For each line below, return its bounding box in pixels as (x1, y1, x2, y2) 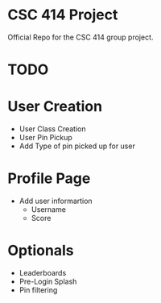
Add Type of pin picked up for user (19, 141, 136, 151)
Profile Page (7, 169, 91, 188)
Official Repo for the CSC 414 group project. (7, 32, 154, 42)
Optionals (7, 242, 74, 259)
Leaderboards (19, 268, 67, 277)
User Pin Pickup (19, 133, 73, 143)
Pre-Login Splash (19, 276, 77, 286)
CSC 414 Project (7, 6, 118, 24)
